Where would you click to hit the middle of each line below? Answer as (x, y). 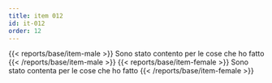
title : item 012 (36, 16)
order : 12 (25, 31)
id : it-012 (27, 23)
